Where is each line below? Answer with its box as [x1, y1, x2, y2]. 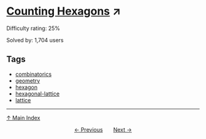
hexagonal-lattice [15, 90, 60, 97]
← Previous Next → [74, 126, 132, 133]
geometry [15, 77, 40, 84]
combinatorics [15, 70, 52, 78]
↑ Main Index [6, 114, 40, 121]
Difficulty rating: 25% [6, 24, 60, 32]
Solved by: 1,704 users [6, 36, 64, 43]
